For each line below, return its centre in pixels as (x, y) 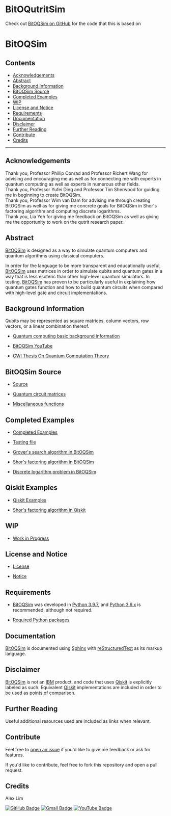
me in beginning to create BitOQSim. (44, 195)
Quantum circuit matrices (39, 394)
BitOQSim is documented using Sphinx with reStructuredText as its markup (84, 648)
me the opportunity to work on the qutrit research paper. (64, 222)
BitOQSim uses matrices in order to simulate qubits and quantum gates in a (84, 271)
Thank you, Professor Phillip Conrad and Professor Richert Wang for (77, 173)
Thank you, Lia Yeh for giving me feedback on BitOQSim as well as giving (82, 216)
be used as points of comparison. (40, 693)
